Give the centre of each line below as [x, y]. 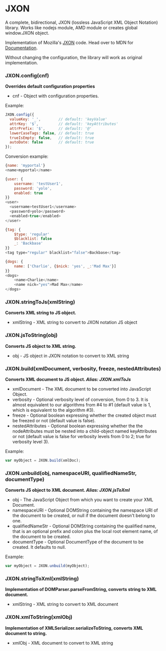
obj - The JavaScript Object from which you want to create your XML [83, 500]
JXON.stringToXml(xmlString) [42, 579]
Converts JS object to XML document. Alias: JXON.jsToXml [67, 490]
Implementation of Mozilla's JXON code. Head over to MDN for [69, 42]
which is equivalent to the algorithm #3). [54, 410]
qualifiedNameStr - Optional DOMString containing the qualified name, [84, 526]
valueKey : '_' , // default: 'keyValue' [58, 120]
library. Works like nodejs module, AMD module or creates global [71, 27]
